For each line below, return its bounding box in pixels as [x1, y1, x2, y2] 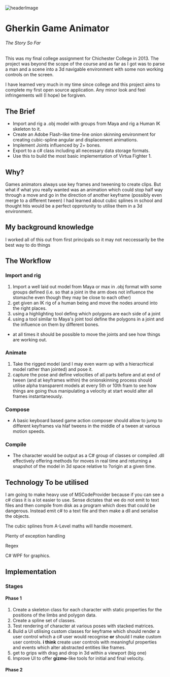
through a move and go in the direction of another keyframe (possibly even [5, 192, 162, 198]
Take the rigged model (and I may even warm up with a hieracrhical [12, 361, 154, 367]
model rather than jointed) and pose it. [12, 366, 93, 372]
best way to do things [5, 242, 51, 248]
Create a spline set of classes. [12, 617, 76, 623]
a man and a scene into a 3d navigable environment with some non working [5, 66, 163, 72]
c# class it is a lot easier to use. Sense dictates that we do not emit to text [5, 497, 159, 503]
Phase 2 [5, 667, 23, 673]
